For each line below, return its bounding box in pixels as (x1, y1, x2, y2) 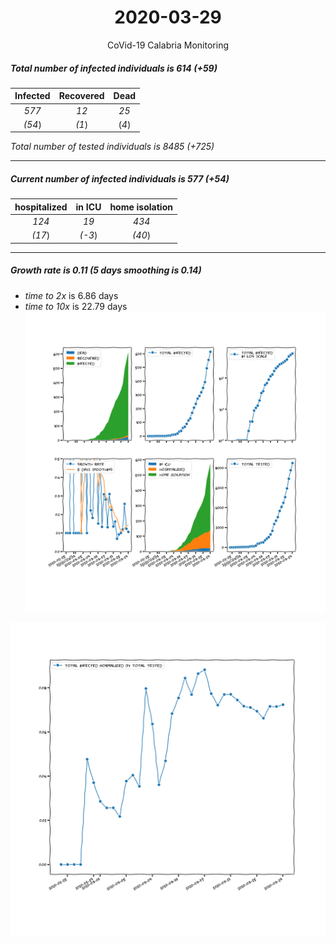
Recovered (58, 90, 105, 102)
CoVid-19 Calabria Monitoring (107, 39, 229, 51)
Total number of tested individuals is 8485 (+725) (10, 141, 215, 153)
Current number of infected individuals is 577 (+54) (10, 173, 230, 185)
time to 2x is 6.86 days (24, 289, 119, 301)
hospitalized (14, 201, 68, 213)
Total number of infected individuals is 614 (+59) (10, 62, 218, 74)
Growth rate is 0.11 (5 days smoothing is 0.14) (10, 264, 202, 276)
